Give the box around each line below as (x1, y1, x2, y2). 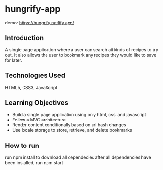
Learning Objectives (5, 98, 69, 107)
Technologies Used (5, 72, 65, 80)
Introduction (5, 34, 44, 42)
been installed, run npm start (5, 160, 63, 166)
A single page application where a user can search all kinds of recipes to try (5, 47, 158, 52)
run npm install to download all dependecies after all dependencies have (5, 154, 151, 160)
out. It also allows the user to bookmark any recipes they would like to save (5, 52, 157, 58)
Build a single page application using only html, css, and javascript (12, 112, 146, 118)
